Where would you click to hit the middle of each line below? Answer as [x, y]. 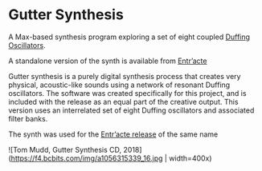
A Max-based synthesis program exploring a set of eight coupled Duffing [129, 37]
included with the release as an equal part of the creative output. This [123, 101]
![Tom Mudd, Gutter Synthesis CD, [65, 149]
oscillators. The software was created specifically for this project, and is [127, 93]
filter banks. [28, 118]
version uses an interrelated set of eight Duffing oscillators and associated [131, 110]
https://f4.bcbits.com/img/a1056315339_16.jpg [87, 158]
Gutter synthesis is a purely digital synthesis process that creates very [125, 76]
